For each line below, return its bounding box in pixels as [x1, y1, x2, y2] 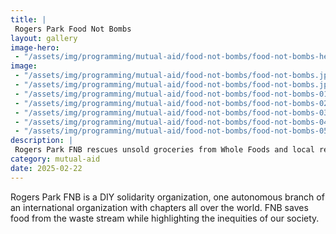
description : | [10, 136, 74, 146]
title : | [10, 14, 47, 25]
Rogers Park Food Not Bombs [14, 24, 132, 34]
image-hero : [10, 42, 60, 53]
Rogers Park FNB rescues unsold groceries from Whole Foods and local [14, 145, 315, 155]
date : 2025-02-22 [10, 163, 83, 173]
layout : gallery [10, 33, 78, 43]
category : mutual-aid [10, 154, 101, 164]
